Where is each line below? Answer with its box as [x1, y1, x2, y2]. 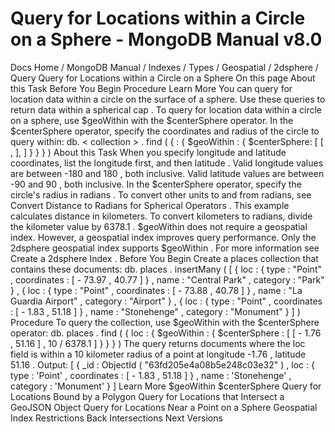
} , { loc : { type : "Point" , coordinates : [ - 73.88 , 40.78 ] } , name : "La [10, 284, 303, 296]
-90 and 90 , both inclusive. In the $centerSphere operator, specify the [10, 178, 302, 190]
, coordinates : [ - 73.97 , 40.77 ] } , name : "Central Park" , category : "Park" [10, 273, 325, 286]
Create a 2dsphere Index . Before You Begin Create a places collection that [10, 252, 319, 264]
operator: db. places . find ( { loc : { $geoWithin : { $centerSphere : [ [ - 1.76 [10, 327, 322, 339]
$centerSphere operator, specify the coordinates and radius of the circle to [10, 125, 320, 137]
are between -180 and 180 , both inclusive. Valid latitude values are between [10, 167, 325, 179]
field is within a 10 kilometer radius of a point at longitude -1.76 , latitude [10, 348, 307, 360]
